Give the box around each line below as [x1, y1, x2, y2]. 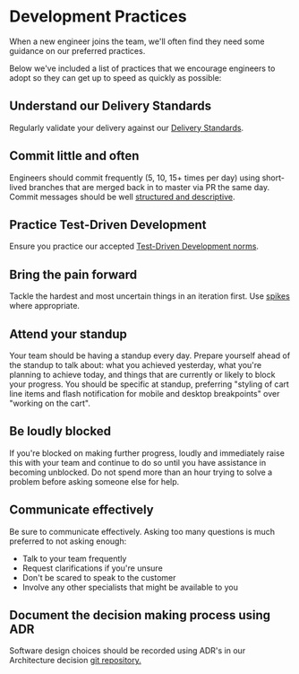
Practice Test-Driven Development [9, 217, 207, 232]
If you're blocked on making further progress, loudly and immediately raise [9, 447, 285, 459]
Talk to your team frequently [21, 553, 127, 564]
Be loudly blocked [9, 424, 112, 439]
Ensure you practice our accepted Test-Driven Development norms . [9, 241, 260, 252]
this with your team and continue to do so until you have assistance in [9, 457, 267, 468]
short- [261, 172, 285, 183]
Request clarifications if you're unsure [21, 563, 163, 573]
